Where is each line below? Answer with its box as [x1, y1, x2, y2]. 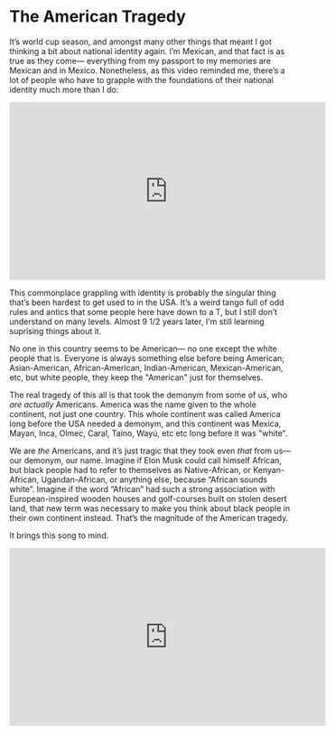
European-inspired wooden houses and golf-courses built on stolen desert [9, 493, 287, 504]
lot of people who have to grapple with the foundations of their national [9, 74, 274, 85]
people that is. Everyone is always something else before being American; [9, 352, 285, 363]
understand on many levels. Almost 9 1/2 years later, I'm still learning [9, 316, 265, 327]
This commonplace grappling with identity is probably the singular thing [9, 287, 277, 298]
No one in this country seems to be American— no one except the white [9, 343, 277, 354]
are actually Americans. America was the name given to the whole [9, 399, 257, 410]
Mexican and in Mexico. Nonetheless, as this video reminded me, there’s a [9, 65, 286, 76]
